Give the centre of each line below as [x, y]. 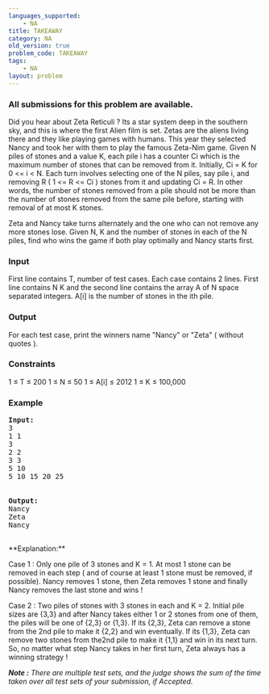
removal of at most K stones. [56, 208]
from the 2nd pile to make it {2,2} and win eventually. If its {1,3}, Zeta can [129, 632]
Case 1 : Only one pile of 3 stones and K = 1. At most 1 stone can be [120, 564]
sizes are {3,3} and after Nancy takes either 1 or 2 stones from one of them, [133, 614]
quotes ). [23, 343]
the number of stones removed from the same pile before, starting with [126, 199]
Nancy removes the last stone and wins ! [76, 590]
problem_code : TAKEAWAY [48, 53]
